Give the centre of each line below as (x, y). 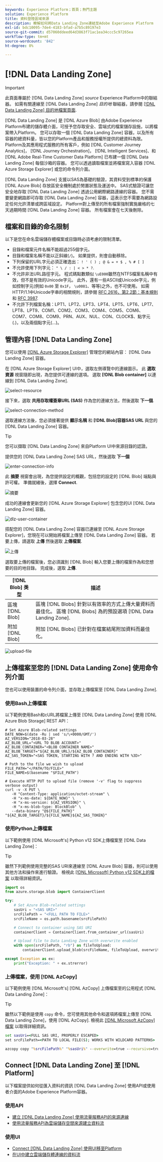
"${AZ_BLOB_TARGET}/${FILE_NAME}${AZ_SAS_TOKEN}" (56, 816)
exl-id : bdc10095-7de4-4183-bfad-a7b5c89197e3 (53, 28)
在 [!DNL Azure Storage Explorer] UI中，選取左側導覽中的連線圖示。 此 (76, 369)
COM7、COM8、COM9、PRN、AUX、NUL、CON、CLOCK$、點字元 (81, 317)
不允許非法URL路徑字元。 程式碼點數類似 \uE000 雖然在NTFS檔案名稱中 (83, 274)
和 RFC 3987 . (25, 298)
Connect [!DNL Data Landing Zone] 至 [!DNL (72, 1065)
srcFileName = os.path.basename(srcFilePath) (61, 919)
